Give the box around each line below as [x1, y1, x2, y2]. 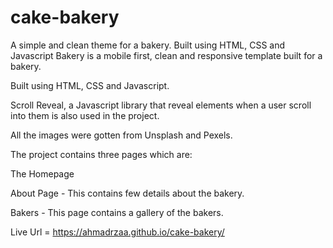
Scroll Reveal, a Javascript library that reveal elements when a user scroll [10, 99, 312, 111]
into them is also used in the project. [10, 109, 160, 121]
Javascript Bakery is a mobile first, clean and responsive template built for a [10, 49, 323, 61]
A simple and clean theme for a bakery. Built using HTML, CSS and [10, 39, 286, 51]
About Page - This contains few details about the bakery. [10, 187, 245, 199]
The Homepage [10, 167, 75, 180]
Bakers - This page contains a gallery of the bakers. [10, 206, 224, 218]
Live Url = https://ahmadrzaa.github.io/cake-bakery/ [10, 226, 225, 238]
